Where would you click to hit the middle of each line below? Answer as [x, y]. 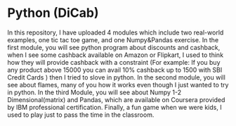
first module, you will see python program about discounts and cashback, [114, 47]
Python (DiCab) [53, 13]
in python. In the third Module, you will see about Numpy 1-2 [94, 92]
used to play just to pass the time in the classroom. [81, 115]
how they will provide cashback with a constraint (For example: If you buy [114, 62]
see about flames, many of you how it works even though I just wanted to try [118, 84]
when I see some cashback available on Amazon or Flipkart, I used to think [115, 55]
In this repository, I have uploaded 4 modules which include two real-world [116, 32]
